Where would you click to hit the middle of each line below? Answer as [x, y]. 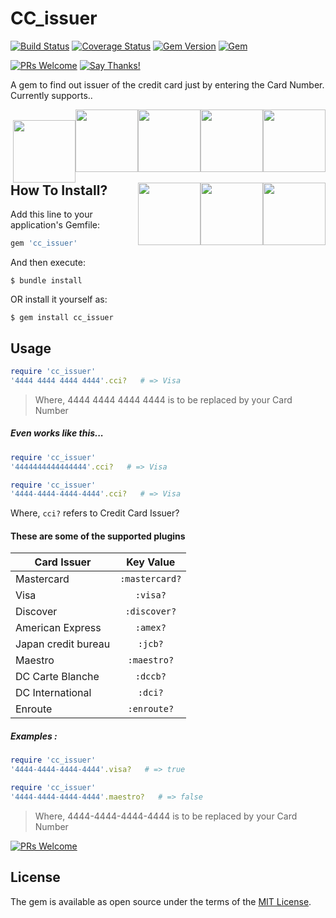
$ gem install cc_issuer [62, 318]
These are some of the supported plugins [98, 536]
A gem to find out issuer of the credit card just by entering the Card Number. [167, 84]
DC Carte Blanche [57, 677]
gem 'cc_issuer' [44, 243]
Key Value [151, 562]
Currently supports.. [51, 95]
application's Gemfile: [55, 225]
